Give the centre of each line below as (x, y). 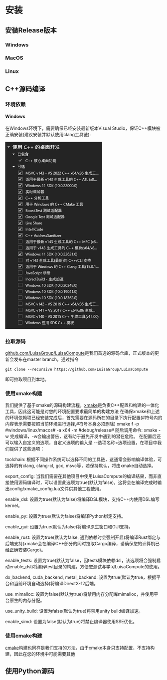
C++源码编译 (25, 89)
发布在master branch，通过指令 (46, 359)
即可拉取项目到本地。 (27, 379)
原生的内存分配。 (27, 600)
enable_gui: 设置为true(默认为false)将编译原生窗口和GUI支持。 (69, 527)
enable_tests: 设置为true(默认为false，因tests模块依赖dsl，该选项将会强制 (81, 561)
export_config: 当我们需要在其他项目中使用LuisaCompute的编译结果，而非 (81, 476)
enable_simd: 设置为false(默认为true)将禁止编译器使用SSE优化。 (71, 622)
